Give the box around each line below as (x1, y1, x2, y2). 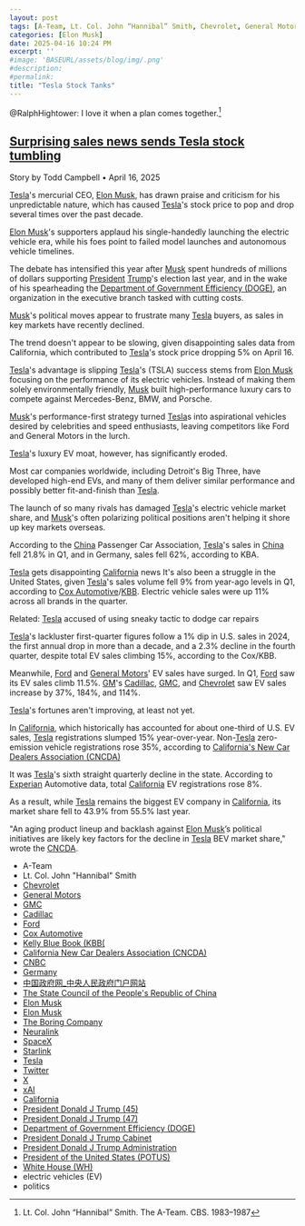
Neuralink (22, 1026, 59, 1037)
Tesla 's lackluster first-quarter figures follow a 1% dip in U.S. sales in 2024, (9, 631, 290, 642)
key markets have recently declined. (9, 320, 145, 331)
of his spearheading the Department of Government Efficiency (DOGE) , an (9, 283, 288, 294)
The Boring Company (22, 1017, 103, 1028)
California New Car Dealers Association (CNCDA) (22, 947, 207, 959)
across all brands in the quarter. (9, 596, 129, 607)
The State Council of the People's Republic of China (22, 988, 218, 999)
